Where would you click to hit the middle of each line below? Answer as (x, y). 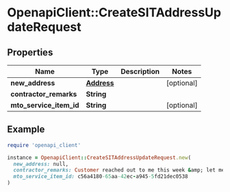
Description (140, 71)
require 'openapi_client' (44, 145)
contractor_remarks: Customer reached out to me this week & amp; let (114, 170)
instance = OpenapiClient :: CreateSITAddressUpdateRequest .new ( (99, 157)
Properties (30, 52)
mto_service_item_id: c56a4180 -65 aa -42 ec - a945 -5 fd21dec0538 (101, 177)
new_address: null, (41, 164)
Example (26, 129)
